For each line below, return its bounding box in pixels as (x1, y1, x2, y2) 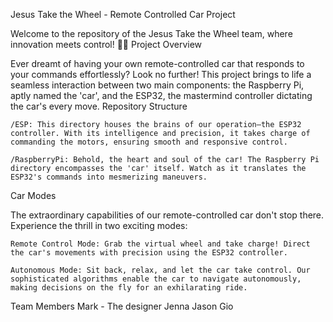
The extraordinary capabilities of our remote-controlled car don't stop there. (10, 209, 325, 221)
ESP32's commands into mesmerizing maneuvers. (10, 172, 208, 182)
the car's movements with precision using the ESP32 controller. (10, 248, 288, 258)
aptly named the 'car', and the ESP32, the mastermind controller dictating (10, 90, 313, 101)
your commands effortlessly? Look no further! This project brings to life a (10, 69, 312, 80)
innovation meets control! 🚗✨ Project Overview (10, 39, 203, 50)
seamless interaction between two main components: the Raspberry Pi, (10, 79, 305, 91)
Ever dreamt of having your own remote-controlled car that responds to (10, 58, 305, 69)
